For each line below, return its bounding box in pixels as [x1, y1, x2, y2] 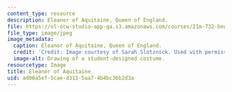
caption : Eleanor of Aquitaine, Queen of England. [13, 42, 162, 49]
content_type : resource [7, 10, 76, 17]
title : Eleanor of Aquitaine [7, 68, 91, 75]
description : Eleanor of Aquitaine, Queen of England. [7, 17, 168, 24]
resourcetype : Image [7, 62, 67, 68]
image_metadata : [7, 36, 54, 43]
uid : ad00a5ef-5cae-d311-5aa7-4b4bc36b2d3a [7, 74, 135, 82]
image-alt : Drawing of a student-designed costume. [13, 55, 166, 62]
